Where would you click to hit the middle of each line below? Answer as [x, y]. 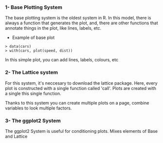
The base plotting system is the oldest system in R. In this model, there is [78, 18]
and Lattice [16, 136]
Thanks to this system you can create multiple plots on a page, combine [77, 103]
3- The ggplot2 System [33, 121]
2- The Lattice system [32, 72]
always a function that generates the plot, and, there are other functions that [81, 23]
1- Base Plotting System [34, 7]
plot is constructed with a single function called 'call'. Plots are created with [81, 88]
